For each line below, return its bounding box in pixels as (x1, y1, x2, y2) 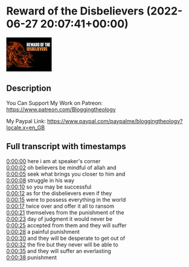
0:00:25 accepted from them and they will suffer (6, 222, 127, 229)
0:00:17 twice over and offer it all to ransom (6, 202, 115, 210)
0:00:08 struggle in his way (6, 176, 74, 184)
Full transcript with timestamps (6, 141, 126, 152)
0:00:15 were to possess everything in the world (6, 196, 126, 203)
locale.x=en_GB (6, 124, 45, 131)
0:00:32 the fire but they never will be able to (6, 240, 119, 248)
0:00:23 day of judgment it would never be (6, 215, 113, 222)
